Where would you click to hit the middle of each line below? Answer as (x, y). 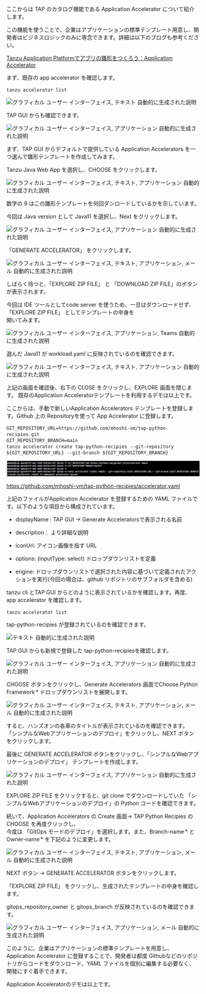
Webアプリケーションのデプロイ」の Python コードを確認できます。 (113, 803)
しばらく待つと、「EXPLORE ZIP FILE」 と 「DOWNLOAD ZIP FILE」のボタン (102, 284)
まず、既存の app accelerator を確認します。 (62, 78)
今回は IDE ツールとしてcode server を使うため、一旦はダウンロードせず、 (100, 305)
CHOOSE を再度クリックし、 (43, 823)
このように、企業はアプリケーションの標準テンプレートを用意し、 (90, 948)
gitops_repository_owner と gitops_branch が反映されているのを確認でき (98, 906)
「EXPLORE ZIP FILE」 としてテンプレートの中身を (71, 312)
